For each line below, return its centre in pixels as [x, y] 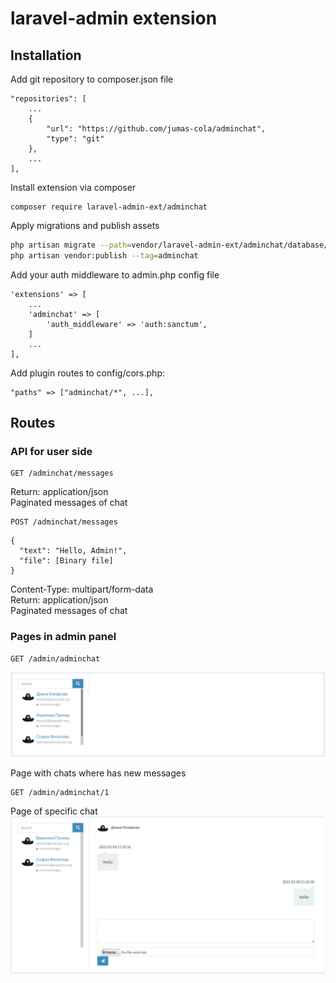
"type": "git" [75, 139]
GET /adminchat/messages [62, 473]
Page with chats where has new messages [98, 773]
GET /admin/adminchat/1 [60, 792]
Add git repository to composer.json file [92, 79]
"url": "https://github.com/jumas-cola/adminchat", [156, 129]
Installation [46, 55]
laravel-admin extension [114, 18]
